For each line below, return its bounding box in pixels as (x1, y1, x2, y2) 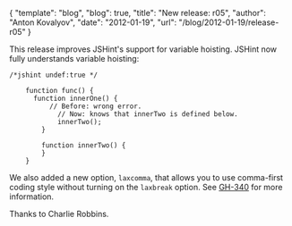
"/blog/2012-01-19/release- (178, 17, 279, 28)
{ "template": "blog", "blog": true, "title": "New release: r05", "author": (9, 8, 267, 18)
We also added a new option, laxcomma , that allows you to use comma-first (9, 172, 284, 182)
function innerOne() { (32, 94, 118, 103)
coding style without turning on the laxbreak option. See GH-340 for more (9, 182, 283, 192)
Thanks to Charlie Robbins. (9, 209, 109, 219)
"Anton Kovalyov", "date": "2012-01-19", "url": (9, 17, 177, 28)
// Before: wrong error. (48, 102, 142, 111)
